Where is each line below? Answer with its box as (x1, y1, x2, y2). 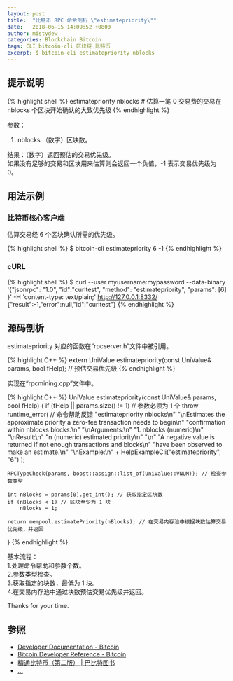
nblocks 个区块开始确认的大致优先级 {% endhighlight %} (7, 106, 170, 114)
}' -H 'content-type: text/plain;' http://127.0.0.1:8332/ (7, 292, 158, 301)
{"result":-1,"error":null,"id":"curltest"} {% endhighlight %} (7, 300, 175, 308)
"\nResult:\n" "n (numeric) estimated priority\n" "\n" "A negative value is (7, 433, 215, 441)
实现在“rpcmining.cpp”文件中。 (7, 379, 98, 387)
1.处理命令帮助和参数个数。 (7, 561, 85, 570)
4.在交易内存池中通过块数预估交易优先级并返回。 (7, 588, 148, 596)
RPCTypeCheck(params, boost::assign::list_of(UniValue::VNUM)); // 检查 (7, 470, 222, 477)
